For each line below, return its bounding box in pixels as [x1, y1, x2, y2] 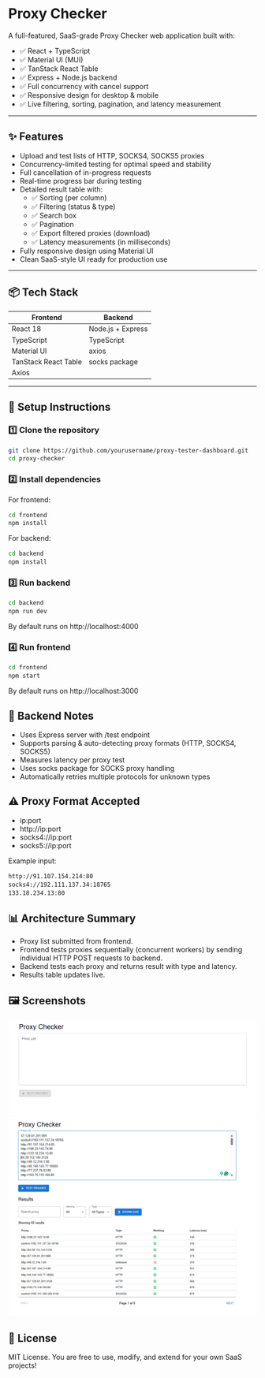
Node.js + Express [88, 324, 148, 333]
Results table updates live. [19, 970, 106, 980]
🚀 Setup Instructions [8, 400, 111, 414]
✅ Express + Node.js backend [19, 73, 118, 82]
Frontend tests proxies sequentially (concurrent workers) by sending [19, 945, 243, 955]
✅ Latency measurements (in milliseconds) [31, 237, 171, 247]
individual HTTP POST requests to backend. [19, 953, 163, 963]
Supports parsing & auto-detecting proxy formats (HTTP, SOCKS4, [19, 738, 237, 747]
